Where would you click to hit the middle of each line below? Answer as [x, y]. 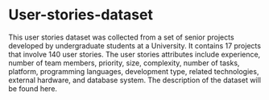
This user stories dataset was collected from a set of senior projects [122, 37]
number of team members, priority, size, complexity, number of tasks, [124, 63]
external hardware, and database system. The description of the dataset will [135, 80]
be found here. [33, 88]
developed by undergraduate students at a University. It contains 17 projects [135, 45]
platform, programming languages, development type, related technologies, [134, 71]
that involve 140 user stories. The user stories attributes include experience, [134, 54]
